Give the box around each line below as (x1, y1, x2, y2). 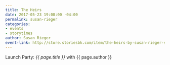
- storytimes (5, 31, 33, 36)
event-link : (5, 40, 30, 45)
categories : (5, 21, 30, 27)
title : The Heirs (5, 7, 42, 13)
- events (5, 26, 24, 31)
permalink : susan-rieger (5, 17, 58, 22)
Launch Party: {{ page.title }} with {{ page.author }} (5, 54, 112, 60)
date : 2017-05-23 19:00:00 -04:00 (5, 12, 78, 17)
